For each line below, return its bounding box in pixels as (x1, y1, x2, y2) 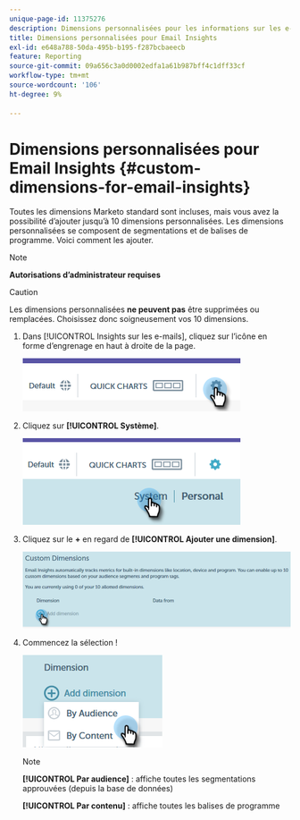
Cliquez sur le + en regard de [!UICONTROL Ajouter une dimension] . (21, 534, 278, 545)
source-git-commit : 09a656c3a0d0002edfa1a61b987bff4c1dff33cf (9, 62, 246, 71)
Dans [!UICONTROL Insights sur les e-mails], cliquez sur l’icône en (21, 331, 268, 342)
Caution (9, 287, 38, 298)
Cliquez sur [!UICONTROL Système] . (21, 420, 159, 431)
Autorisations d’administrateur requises (9, 269, 161, 281)
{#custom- (119, 157, 202, 178)
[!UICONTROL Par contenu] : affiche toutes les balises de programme (21, 800, 280, 811)
